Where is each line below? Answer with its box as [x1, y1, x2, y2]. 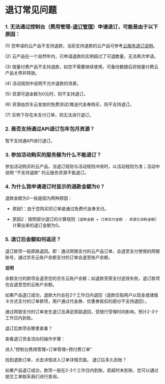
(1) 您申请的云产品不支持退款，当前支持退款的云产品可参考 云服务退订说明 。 [5, 43, 158, 49]
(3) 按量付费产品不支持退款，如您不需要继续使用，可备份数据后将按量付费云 [5, 64, 159, 70]
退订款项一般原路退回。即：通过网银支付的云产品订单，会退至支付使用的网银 [5, 248, 160, 254]
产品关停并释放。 [5, 70, 40, 76]
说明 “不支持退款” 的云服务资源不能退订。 [5, 170, 89, 176]
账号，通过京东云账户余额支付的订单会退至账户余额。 [5, 254, 113, 260]
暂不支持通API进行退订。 [5, 138, 55, 144]
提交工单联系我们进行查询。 [5, 373, 61, 379]
